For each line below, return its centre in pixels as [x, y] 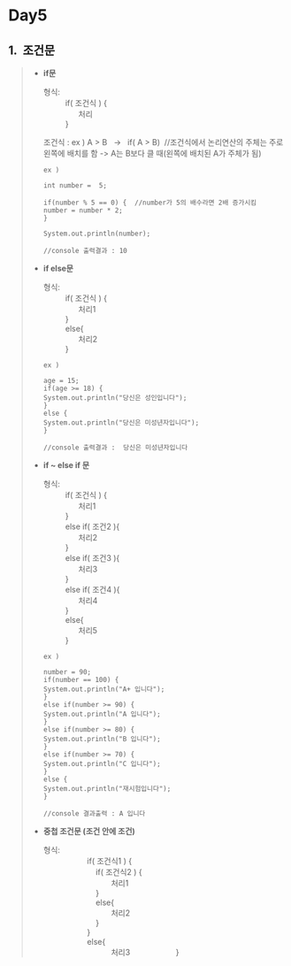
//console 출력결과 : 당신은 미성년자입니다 [115, 448]
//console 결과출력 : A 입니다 [94, 814]
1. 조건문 [31, 50]
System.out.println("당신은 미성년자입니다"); [121, 423]
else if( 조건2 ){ [92, 526]
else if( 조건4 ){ [92, 590]
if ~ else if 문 [66, 465]
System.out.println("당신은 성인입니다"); [115, 398]
